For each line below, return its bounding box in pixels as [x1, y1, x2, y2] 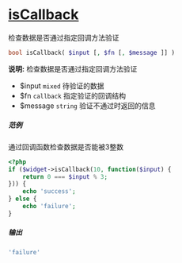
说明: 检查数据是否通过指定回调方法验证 [8, 64, 138, 73]
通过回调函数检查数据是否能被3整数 [8, 141, 124, 152]
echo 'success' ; [22, 188, 77, 195]
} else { [8, 195, 37, 203]
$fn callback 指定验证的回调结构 [19, 91, 127, 100]
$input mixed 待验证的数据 [19, 81, 104, 91]
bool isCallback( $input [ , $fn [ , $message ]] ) [8, 48, 176, 56]
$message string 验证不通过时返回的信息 [19, 101, 156, 110]
